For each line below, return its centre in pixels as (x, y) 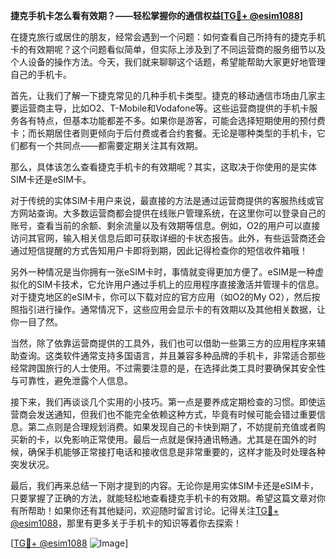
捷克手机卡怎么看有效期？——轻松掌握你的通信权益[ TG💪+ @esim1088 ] (157, 15)
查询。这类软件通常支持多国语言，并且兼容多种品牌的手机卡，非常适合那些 (172, 355)
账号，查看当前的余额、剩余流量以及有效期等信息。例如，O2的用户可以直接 (165, 225)
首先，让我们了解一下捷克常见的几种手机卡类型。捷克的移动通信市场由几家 (163, 95)
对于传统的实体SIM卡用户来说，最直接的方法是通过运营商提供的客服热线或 (163, 200)
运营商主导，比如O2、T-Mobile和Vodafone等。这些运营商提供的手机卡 (164, 108)
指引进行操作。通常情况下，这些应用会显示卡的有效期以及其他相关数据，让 (172, 309)
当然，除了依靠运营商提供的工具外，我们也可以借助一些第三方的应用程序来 (163, 343)
